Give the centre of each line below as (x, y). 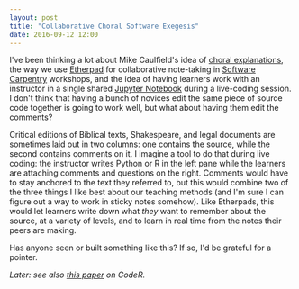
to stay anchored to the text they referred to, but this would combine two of (149, 183)
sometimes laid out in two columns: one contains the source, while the (140, 144)
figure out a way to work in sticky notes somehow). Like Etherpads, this (142, 202)
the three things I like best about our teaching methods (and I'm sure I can (146, 192)
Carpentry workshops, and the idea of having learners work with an (135, 79)
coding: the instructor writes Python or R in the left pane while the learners (148, 164)
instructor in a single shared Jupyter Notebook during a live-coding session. (150, 89)
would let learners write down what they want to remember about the (138, 212)
